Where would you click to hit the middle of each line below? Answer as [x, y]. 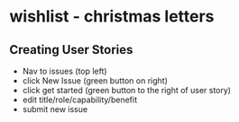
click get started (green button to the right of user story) [127, 90]
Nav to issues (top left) [64, 71]
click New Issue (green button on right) [95, 81]
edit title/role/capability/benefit [80, 100]
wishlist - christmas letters [112, 17]
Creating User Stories [71, 50]
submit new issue [55, 109]
